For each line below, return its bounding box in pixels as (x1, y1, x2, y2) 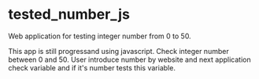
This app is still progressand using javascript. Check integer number (8, 46, 230, 56)
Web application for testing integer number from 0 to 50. (8, 31, 191, 41)
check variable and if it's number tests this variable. (8, 63, 176, 72)
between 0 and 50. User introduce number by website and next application (8, 55, 251, 64)
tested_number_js (8, 5, 130, 23)
